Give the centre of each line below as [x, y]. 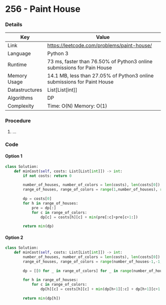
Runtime [17, 65]
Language [19, 54]
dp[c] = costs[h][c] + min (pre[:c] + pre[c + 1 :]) [89, 217]
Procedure [18, 121]
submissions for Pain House [80, 68]
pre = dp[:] [44, 208]
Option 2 [14, 237]
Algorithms [20, 98]
